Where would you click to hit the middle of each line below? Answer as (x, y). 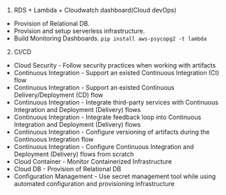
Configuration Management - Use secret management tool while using (115, 176)
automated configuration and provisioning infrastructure (94, 184)
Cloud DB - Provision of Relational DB (67, 169)
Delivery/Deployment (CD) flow (58, 95)
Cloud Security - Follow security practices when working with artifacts (115, 65)
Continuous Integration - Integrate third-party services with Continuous (116, 102)
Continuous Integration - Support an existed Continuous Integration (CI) (116, 73)
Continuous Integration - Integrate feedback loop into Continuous (107, 117)
